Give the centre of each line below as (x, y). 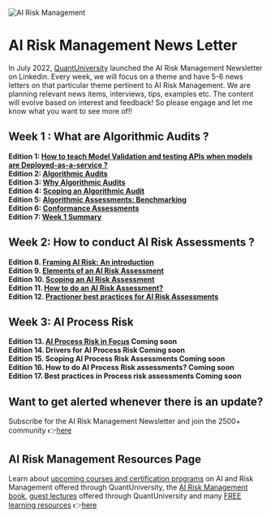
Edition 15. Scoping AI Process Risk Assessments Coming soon (117, 359)
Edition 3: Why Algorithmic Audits (67, 182)
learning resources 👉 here (53, 505)
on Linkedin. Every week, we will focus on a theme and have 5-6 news (126, 76)
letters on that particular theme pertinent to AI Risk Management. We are (130, 85)
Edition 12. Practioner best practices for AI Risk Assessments (114, 296)
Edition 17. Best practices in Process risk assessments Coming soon (125, 376)
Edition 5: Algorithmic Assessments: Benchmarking (97, 199)
